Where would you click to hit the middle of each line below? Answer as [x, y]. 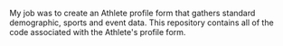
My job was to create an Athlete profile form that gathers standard [132, 13]
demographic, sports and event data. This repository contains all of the [141, 23]
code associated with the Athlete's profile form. [98, 32]
